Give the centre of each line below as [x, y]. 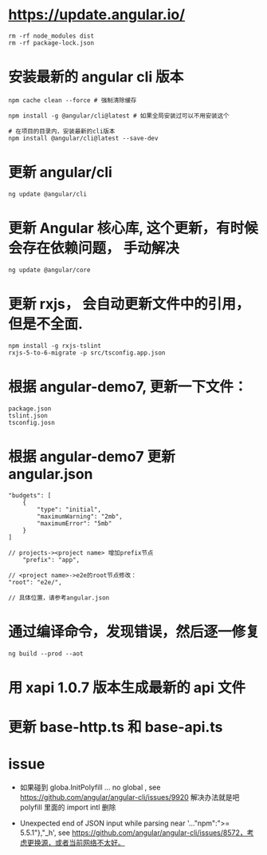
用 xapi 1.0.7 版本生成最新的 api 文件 [127, 687]
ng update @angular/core [49, 270]
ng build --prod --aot [46, 653]
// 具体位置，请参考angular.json [59, 598]
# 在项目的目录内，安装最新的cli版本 [62, 131]
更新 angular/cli [61, 172]
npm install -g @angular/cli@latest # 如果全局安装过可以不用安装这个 [119, 116]
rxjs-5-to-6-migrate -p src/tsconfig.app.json [87, 353]
